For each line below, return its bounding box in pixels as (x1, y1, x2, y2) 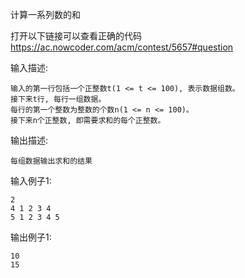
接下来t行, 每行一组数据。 (10, 94, 107, 104)
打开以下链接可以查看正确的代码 (10, 30, 142, 42)
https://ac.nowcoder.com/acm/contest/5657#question (10, 41, 234, 53)
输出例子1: (10, 231, 52, 243)
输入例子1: (10, 175, 52, 187)
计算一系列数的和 (10, 9, 81, 20)
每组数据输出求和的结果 (10, 156, 93, 166)
